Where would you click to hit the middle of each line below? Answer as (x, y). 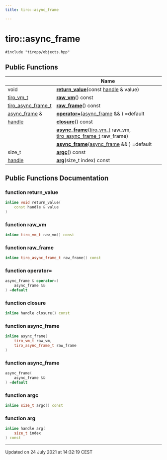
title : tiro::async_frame (32, 10)
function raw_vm (26, 224)
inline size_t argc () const (34, 406)
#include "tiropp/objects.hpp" (38, 52)
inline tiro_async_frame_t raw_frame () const (53, 258)
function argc (22, 395)
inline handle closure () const (38, 313)
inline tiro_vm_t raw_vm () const (40, 235)
